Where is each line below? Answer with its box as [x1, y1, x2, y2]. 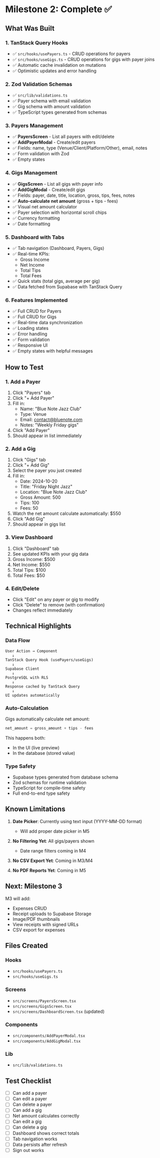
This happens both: [5, 735, 45, 741]
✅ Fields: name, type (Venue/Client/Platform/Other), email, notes [12, 145, 147, 151]
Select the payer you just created [12, 467, 82, 474]
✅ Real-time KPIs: [12, 251, 50, 257]
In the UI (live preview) [12, 745, 60, 751]
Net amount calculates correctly [12, 1113, 80, 1119]
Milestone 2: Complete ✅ [5, 4, 112, 15]
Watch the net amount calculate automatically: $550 [12, 510, 121, 517]
